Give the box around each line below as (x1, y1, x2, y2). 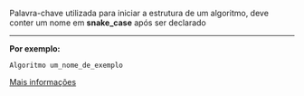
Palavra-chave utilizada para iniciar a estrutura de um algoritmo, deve (9, 8, 270, 18)
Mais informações (9, 77, 77, 87)
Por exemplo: (9, 43, 61, 53)
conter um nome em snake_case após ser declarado (9, 17, 206, 28)
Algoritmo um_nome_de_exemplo (9, 61, 124, 70)
